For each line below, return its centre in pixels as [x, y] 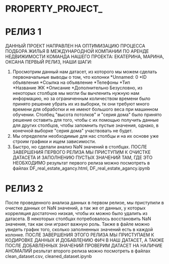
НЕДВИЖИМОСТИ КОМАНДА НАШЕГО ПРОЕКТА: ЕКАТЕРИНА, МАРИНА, [85, 57]
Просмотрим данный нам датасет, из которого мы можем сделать [85, 72]
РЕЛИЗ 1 [23, 32]
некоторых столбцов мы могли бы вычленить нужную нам [76, 93]
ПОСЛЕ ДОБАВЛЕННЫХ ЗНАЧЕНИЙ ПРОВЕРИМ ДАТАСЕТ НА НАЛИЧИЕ [84, 246]
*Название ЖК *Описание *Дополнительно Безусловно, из [77, 88]
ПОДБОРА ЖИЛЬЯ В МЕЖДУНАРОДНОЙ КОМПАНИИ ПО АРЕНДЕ [77, 51]
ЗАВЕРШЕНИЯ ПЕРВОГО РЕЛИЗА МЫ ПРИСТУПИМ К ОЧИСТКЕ [81, 152]
